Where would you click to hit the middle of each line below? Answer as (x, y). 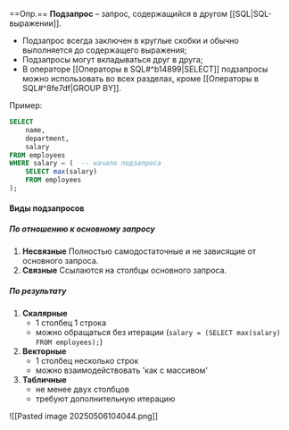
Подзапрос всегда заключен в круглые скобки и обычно (130, 41)
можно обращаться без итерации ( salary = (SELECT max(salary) (158, 333)
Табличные (44, 380)
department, (47, 139)
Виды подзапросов (47, 208)
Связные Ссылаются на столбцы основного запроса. (124, 270)
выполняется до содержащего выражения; (104, 50)
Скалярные (45, 314)
